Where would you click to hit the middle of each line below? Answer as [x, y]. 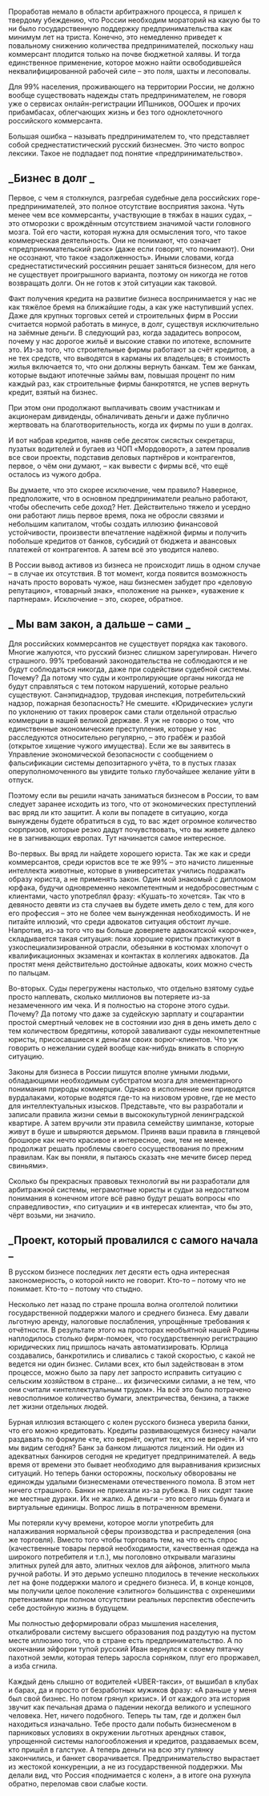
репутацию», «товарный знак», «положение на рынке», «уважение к [126, 590]
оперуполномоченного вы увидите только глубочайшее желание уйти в [132, 771]
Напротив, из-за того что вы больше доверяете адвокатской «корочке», [132, 930]
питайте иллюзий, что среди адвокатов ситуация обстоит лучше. [120, 922]
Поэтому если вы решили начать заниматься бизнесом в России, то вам [133, 795]
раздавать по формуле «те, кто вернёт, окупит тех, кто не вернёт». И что [133, 1439]
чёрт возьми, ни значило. [52, 1215]
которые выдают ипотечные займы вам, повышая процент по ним [122, 375]
